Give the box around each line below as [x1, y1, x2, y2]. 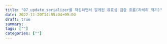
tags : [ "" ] [5, 26, 28, 31]
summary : [5, 21, 24, 27]
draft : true [5, 17, 30, 22]
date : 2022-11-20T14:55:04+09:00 [5, 12, 76, 17]
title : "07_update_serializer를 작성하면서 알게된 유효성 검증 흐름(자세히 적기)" [5, 7, 162, 13]
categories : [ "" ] [5, 31, 42, 36]
